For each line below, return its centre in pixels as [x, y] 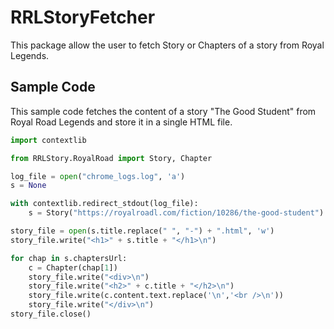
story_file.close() [51, 314]
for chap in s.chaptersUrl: [69, 258]
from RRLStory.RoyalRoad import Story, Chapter [111, 158]
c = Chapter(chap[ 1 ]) [73, 267]
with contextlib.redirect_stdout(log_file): [104, 204]
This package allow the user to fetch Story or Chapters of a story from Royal [167, 45]
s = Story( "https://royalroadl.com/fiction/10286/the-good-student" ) [176, 213]
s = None [28, 186]
